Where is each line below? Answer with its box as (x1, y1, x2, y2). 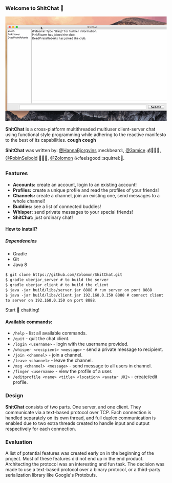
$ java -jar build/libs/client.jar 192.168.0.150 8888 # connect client (5, 293, 164, 298)
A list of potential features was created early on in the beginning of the (5, 450, 155, 456)
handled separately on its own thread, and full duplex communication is (5, 415, 156, 421)
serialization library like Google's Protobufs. (5, 472, 97, 478)
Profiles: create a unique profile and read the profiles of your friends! (12, 187, 159, 193)
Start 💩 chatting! (5, 307, 40, 313)
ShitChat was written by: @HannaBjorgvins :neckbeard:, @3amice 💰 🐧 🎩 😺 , (5, 147, 161, 154)
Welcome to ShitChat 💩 (5, 5, 64, 12)
